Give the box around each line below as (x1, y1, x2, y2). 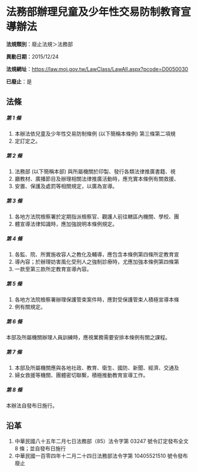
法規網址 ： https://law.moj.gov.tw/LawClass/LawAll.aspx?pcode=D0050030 (6, 65, 189, 72)
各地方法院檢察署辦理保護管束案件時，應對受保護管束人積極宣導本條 (14, 296, 179, 303)
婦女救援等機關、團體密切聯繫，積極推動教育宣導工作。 (14, 372, 148, 379)
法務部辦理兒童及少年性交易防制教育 (6, 5, 181, 19)
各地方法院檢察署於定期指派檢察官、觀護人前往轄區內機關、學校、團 (14, 213, 179, 220)
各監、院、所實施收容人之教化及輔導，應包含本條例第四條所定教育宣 (14, 251, 179, 258)
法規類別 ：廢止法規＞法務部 (6, 41, 73, 48)
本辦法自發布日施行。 (6, 402, 57, 409)
